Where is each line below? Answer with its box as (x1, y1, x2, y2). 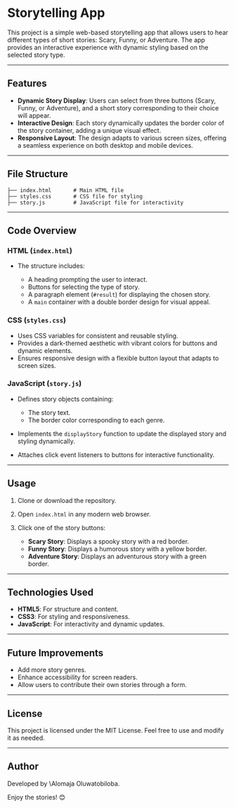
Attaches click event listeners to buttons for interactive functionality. (17, 450, 215, 458)
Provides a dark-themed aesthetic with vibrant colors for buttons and (17, 339, 218, 347)
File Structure (7, 168, 68, 180)
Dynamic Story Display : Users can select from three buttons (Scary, (17, 96, 216, 105)
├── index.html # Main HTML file (7, 186, 124, 194)
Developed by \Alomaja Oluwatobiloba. (7, 779, 120, 788)
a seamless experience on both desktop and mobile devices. (17, 141, 193, 149)
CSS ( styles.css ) (7, 315, 67, 325)
